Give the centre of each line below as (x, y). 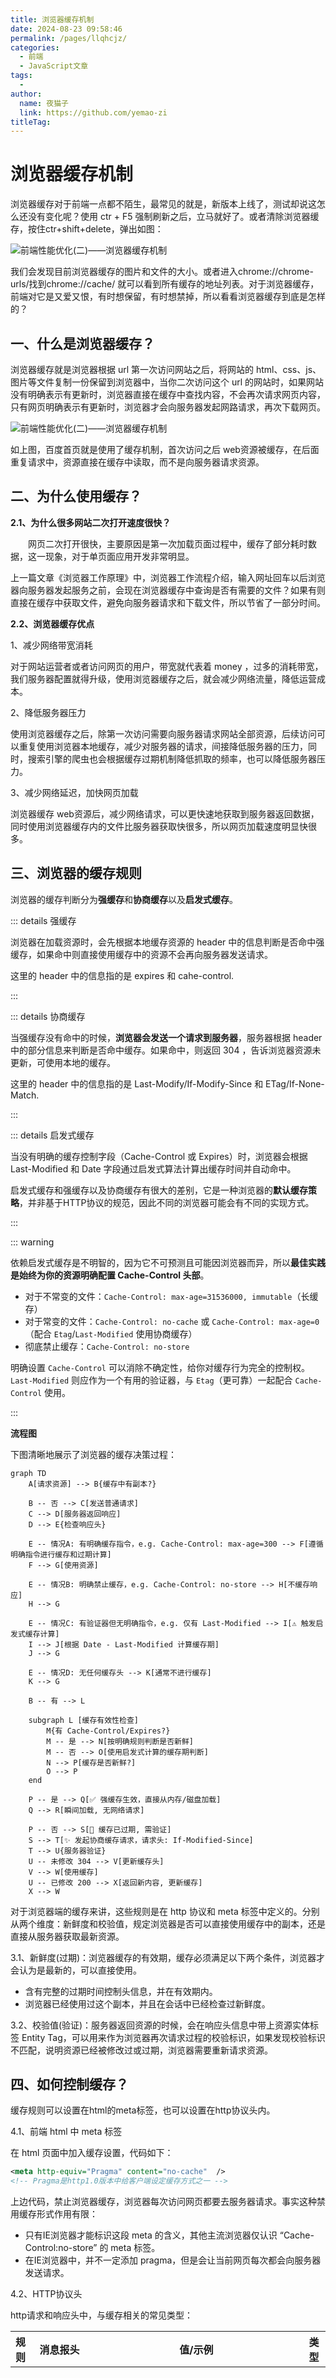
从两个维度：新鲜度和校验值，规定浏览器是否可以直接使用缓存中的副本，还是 (168, 1923)
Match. (25, 1095)
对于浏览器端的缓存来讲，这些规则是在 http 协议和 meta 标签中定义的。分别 (165, 1911)
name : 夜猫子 (44, 103)
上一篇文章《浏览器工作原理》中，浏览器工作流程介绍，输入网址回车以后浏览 (168, 577)
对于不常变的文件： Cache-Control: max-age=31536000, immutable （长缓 (171, 1296)
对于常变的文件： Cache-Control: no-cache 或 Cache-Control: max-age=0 (172, 1321)
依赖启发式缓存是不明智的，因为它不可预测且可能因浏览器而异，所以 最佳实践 (168, 1262)
